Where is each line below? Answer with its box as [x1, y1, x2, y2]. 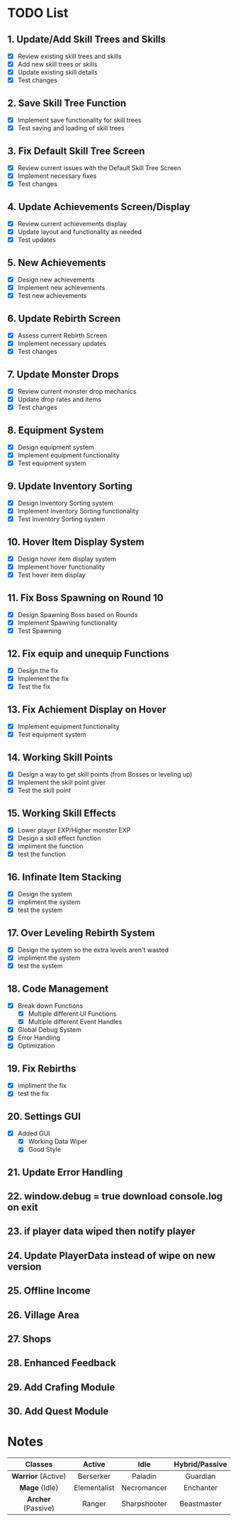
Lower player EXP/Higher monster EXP [17, 826, 131, 834]
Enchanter [183, 1483, 218, 1493]
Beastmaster [179, 1499, 222, 1509]
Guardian [185, 1472, 216, 1482]
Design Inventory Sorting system [17, 499, 113, 507]
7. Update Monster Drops [7, 368, 119, 380]
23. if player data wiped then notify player [7, 1226, 196, 1238]
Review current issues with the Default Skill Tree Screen [17, 164, 181, 172]
